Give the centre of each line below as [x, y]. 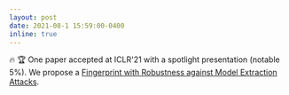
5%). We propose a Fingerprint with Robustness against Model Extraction [143, 73]
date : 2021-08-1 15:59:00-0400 [67, 26]
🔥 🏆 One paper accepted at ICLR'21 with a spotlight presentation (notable [145, 59]
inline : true [33, 34]
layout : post [33, 17]
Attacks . [24, 82]
